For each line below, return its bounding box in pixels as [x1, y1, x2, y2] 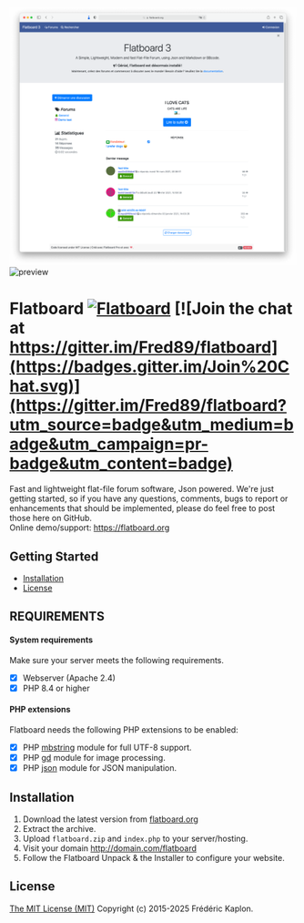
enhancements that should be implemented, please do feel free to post [9, 503, 276, 514]
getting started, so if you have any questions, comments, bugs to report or [9, 493, 289, 504]
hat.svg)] [9, 376, 81, 396]
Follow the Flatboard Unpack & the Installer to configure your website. [22, 852, 285, 863]
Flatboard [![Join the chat [9, 299, 293, 319]
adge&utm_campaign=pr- [9, 434, 209, 455]
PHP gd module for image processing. [22, 753, 166, 764]
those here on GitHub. [9, 513, 93, 524]
